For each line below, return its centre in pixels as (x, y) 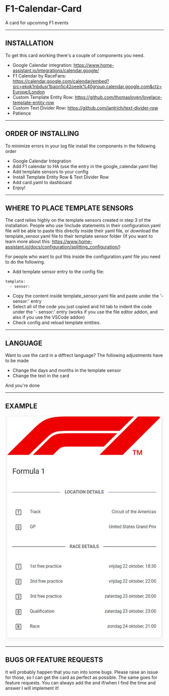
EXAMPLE (21, 406)
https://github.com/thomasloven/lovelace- (118, 97)
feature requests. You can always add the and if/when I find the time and (80, 682)
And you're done (23, 386)
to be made (17, 361)
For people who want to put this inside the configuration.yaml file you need (83, 256)
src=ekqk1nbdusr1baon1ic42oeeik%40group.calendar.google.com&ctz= (87, 86)
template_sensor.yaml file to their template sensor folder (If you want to (79, 236)
